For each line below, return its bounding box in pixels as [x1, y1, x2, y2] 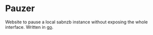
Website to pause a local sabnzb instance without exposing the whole [5, 19, 148, 25]
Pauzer [5, 3, 35, 14]
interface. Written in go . [5, 24, 54, 30]
